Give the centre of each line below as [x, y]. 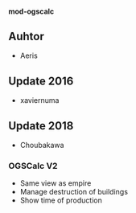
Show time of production [61, 200]
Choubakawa [42, 145]
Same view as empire [56, 183]
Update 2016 [41, 81]
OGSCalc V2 [33, 166]
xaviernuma [39, 100]
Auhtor [26, 36]
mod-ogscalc [31, 11]
